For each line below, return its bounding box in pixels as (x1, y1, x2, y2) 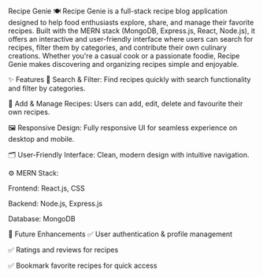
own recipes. (8, 107, 50, 117)
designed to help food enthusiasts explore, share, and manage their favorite (8, 18, 254, 27)
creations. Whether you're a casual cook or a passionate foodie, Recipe (8, 51, 240, 61)
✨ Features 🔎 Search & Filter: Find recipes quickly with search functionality (8, 75, 251, 84)
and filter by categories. (8, 83, 86, 93)
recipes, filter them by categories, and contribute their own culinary (8, 43, 227, 52)
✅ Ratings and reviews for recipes (8, 245, 119, 254)
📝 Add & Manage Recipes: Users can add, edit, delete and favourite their (8, 99, 243, 108)
